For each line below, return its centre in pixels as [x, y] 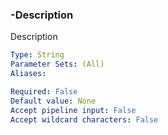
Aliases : [28, 74]
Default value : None [53, 101]
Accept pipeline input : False [73, 110]
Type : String [37, 55]
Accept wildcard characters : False [84, 119]
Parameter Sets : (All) [57, 64]
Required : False [44, 91]
